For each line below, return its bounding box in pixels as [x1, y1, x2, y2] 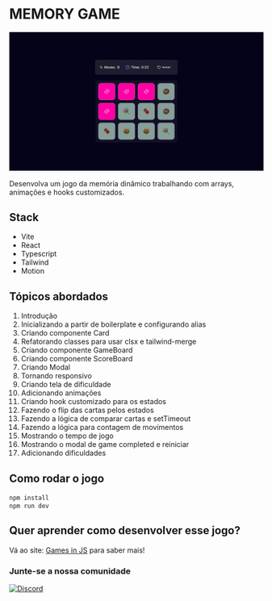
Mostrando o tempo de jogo [20, 431, 114, 440]
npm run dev [9, 502, 49, 511]
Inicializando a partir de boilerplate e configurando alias [20, 319, 207, 329]
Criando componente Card [20, 328, 110, 338]
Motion [20, 266, 45, 276]
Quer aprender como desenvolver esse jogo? [9, 524, 241, 537]
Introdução [20, 311, 58, 321]
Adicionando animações [20, 388, 102, 398]
